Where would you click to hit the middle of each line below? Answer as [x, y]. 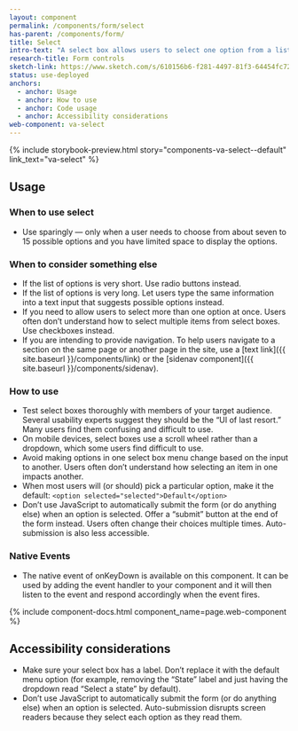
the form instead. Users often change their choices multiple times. [143, 523]
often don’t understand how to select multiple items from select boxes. [151, 321]
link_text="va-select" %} [54, 159]
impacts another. [53, 476]
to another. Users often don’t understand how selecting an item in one [149, 468]
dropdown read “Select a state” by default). [102, 689]
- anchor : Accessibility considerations [93, 116]
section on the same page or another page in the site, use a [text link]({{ [154, 349]
